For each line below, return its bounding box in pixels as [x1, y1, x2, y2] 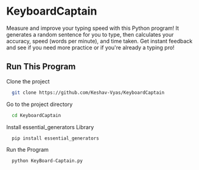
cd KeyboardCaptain [12, 112, 61, 118]
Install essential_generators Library [6, 123, 94, 130]
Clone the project [6, 77, 50, 85]
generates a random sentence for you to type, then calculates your [6, 30, 174, 38]
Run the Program [6, 146, 49, 154]
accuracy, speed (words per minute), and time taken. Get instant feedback [6, 37, 193, 44]
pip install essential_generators [12, 135, 99, 141]
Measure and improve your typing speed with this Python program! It [6, 24, 180, 32]
